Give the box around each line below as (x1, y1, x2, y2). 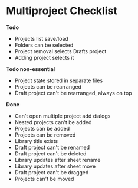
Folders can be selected (14, 41, 74, 48)
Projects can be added (14, 125, 70, 132)
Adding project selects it (14, 54, 74, 61)
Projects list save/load (14, 35, 69, 42)
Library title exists (14, 137, 58, 144)
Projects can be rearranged (14, 83, 81, 90)
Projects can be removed (14, 131, 76, 138)
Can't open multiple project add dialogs (14, 112, 111, 119)
